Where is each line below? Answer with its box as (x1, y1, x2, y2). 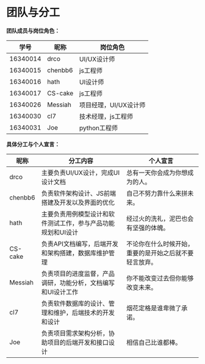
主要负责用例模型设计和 (41, 209, 109, 218)
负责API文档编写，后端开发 (41, 239, 119, 248)
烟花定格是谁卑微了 (126, 303, 182, 312)
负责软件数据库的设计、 (41, 299, 109, 308)
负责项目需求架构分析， (41, 329, 109, 337)
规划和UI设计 (41, 228, 78, 236)
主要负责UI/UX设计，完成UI (41, 168, 120, 177)
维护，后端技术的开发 (53, 308, 115, 317)
